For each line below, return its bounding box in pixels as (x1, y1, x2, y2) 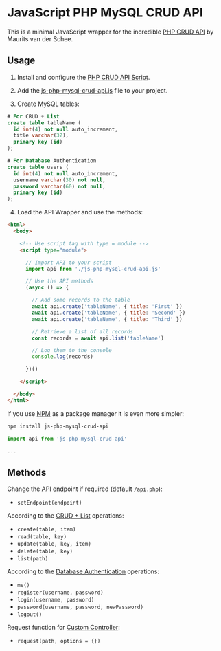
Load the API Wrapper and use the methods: (16, 208, 143, 217)
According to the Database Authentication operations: (7, 567, 160, 575)
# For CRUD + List (7, 113, 60, 120)
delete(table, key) (16, 548, 73, 555)
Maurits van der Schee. (7, 34, 73, 43)
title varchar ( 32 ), (13, 132, 69, 139)
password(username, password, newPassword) (16, 604, 144, 611)
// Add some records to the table (32, 297, 130, 304)
